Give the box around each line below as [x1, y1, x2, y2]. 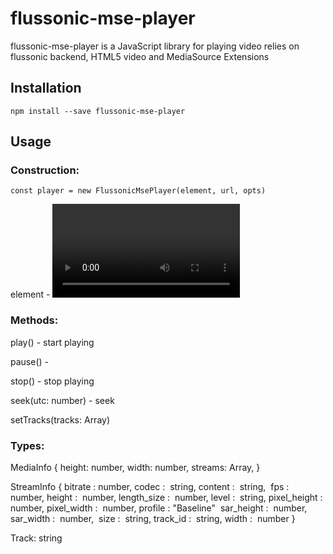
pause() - [10, 355, 49, 367]
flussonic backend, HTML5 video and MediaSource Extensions [10, 50, 270, 62]
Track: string [10, 532, 63, 544]
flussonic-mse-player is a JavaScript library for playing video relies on [10, 40, 300, 52]
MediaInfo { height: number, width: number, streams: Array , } [10, 462, 261, 474]
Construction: [10, 163, 80, 177]
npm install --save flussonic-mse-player [10, 106, 186, 116]
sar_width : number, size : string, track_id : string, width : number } [10, 513, 296, 525]
